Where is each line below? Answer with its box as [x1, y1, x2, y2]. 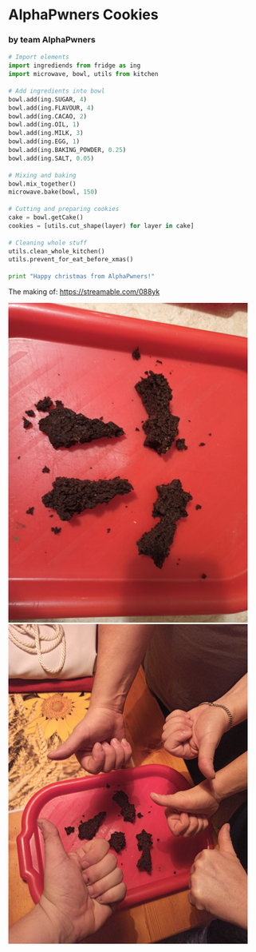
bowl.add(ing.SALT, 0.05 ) [8, 154, 94, 162]
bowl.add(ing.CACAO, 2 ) [8, 112, 88, 121]
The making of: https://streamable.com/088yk [8, 287, 160, 297]
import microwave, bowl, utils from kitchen [8, 70, 159, 78]
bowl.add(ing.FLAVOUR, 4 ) [8, 104, 94, 112]
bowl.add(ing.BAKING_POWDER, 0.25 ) [8, 146, 127, 154]
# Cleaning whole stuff [8, 238, 88, 247]
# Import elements [8, 54, 69, 62]
